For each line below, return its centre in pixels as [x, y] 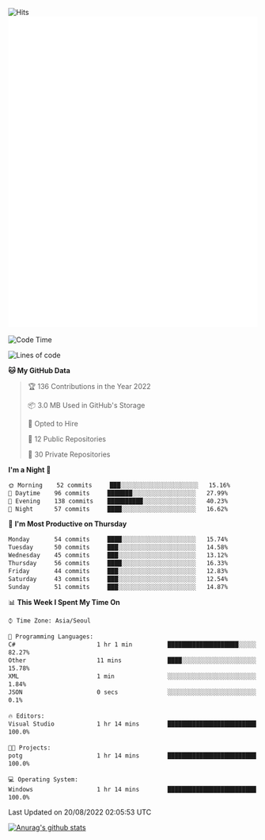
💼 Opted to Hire [53, 424]
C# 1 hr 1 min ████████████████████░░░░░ [132, 645]
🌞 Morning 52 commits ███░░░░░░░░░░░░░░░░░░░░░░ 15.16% [119, 486]
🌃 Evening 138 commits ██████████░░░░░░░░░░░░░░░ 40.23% [118, 501]
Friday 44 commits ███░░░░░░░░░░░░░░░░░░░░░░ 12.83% [118, 572]
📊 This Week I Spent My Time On [64, 603]
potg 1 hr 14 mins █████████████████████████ [132, 756]
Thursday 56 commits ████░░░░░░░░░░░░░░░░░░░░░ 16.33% [118, 564]
